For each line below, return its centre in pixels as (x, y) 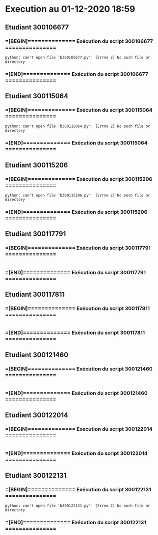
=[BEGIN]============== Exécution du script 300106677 (79, 41)
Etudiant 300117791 (36, 234)
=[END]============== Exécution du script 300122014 (77, 453)
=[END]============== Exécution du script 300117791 (76, 272)
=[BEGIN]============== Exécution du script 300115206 (79, 179)
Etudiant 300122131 (36, 475)
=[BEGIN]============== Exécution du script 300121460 (79, 368)
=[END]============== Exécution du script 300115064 (77, 143)
